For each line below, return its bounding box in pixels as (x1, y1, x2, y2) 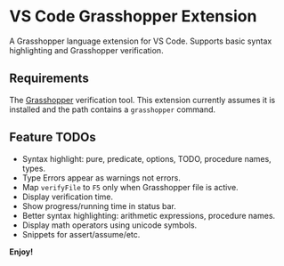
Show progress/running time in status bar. (21, 200, 176, 211)
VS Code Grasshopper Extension (9, 6, 257, 27)
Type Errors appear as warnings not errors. (21, 172, 181, 183)
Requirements (9, 71, 89, 86)
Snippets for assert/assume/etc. (21, 229, 141, 239)
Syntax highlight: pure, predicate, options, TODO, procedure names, (21, 153, 272, 164)
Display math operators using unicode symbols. (21, 220, 198, 230)
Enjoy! (9, 246, 34, 257)
